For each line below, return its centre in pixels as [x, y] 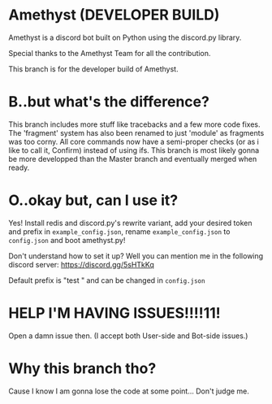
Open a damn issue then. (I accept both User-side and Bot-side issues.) [128, 336]
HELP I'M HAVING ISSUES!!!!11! [114, 313]
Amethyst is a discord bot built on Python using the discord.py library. [125, 37]
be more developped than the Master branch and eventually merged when [133, 159]
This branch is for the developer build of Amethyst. [93, 69]
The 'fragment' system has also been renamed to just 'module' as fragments [136, 132]
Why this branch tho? [82, 368]
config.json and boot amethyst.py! [67, 240]
